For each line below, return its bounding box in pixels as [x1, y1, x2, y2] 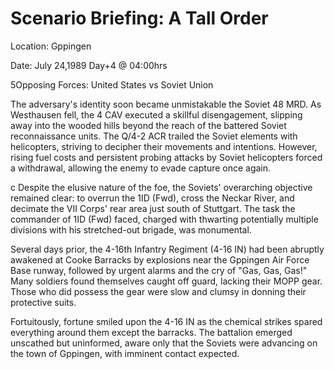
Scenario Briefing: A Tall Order [10, 7, 269, 30]
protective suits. [10, 296, 77, 308]
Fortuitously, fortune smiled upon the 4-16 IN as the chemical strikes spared [10, 315, 323, 327]
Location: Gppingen [10, 40, 92, 52]
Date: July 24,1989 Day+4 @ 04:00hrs [10, 59, 168, 71]
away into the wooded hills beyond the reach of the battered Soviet [10, 119, 287, 131]
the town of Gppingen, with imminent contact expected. [10, 347, 240, 359]
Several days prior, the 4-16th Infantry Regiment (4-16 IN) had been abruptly [10, 243, 325, 255]
